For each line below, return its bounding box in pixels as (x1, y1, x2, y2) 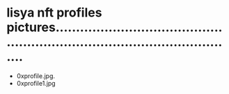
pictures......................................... (6, 19, 223, 35)
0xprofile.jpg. (16, 71, 56, 80)
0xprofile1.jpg (16, 79, 56, 87)
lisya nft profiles (6, 5, 102, 21)
